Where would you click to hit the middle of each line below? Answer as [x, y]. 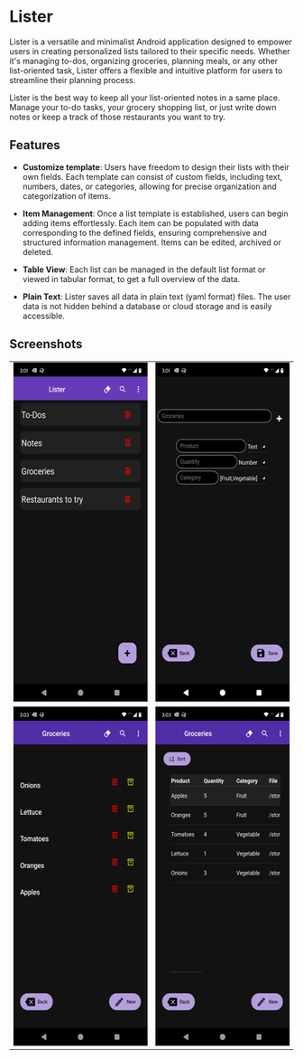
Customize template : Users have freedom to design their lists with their [156, 167]
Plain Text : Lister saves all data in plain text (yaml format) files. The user [156, 297]
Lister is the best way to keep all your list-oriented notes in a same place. [145, 98]
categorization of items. [66, 195]
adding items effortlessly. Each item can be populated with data [140, 222]
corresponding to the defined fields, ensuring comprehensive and [145, 232]
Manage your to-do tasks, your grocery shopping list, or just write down [143, 107]
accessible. [44, 316]
